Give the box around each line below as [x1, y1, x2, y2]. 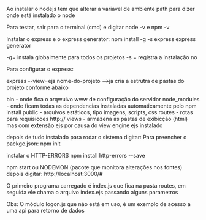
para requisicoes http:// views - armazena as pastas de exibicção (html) [6, 116, 188, 122]
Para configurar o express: [6, 65, 74, 73]
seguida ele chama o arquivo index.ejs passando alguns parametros [6, 189, 178, 196]
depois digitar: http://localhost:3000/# [6, 170, 103, 177]
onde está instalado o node [6, 12, 75, 19]
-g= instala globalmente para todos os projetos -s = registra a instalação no [6, 54, 197, 61]
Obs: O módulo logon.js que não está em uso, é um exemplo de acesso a [6, 200, 191, 207]
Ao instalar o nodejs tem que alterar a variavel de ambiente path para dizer [6, 5, 195, 12]
